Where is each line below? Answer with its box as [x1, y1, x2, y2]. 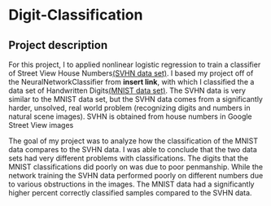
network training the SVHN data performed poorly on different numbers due [8, 171, 264, 180]
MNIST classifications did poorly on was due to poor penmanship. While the [8, 162, 263, 172]
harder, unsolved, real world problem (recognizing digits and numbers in [8, 103, 251, 112]
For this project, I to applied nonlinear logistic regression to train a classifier [8, 59, 261, 69]
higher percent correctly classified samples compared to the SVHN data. [8, 188, 252, 197]
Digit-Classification [8, 6, 143, 24]
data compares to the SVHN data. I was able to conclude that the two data [8, 145, 258, 154]
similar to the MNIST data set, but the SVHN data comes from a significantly [8, 94, 263, 103]
